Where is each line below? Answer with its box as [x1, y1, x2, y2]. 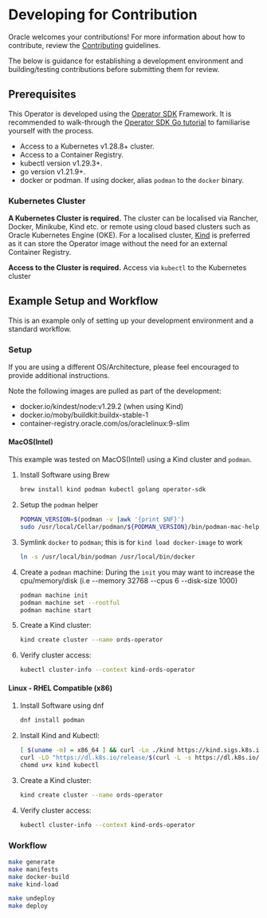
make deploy [8, 902, 48, 910]
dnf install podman [19, 717, 85, 725]
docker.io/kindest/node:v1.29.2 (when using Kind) [19, 402, 184, 411]
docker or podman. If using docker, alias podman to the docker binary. [19, 175, 245, 185]
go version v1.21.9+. [19, 166, 86, 177]
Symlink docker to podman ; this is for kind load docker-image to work [19, 537, 243, 546]
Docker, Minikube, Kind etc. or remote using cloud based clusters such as [8, 222, 251, 232]
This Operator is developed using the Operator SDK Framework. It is [8, 109, 232, 118]
